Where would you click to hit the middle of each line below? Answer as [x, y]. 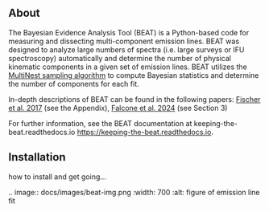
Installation [37, 157]
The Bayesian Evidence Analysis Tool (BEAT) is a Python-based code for [129, 32]
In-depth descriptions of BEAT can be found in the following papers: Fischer [134, 99]
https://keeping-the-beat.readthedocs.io [144, 132]
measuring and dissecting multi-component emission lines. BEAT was [124, 41]
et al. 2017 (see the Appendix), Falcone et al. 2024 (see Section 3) [118, 108]
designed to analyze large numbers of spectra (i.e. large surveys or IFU [126, 49]
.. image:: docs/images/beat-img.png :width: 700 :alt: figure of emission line [134, 192]
